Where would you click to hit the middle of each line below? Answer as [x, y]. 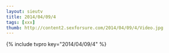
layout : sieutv [25, 11]
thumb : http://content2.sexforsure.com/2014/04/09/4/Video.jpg [85, 28]
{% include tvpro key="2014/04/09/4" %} [56, 44]
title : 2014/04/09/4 [31, 17]
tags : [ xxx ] [20, 22]
